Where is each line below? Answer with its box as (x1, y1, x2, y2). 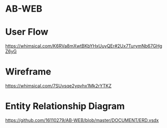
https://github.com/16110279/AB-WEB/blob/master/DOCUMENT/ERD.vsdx (5, 117, 159, 123)
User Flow (5, 26, 49, 38)
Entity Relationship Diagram (5, 101, 125, 112)
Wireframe (5, 66, 52, 77)
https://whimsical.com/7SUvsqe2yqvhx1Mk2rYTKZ (5, 83, 112, 89)
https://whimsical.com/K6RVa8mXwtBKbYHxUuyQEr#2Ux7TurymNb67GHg (5, 43, 162, 49)
